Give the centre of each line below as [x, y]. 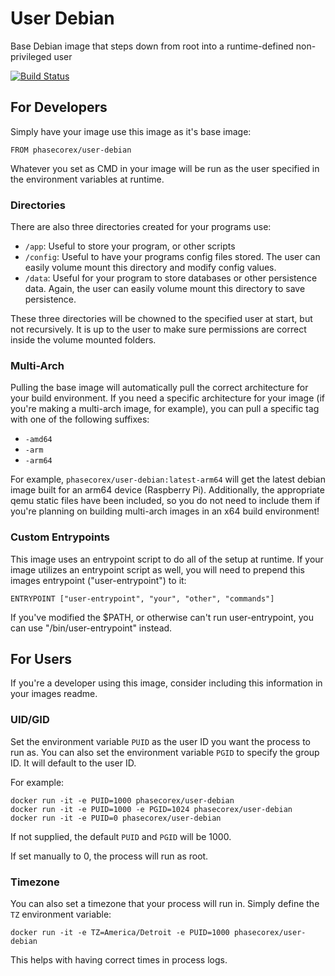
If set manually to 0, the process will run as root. [109, 856]
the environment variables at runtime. [87, 179]
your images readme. [54, 694]
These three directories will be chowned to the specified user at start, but [161, 319]
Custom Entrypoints [60, 537]
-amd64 [38, 440]
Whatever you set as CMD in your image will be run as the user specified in [165, 168]
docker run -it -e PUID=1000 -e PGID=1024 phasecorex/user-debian [151, 809]
